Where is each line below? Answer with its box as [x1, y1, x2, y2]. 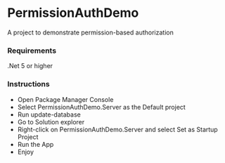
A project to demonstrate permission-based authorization [7, 28, 174, 37]
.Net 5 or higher [7, 62, 53, 70]
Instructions [7, 79, 51, 89]
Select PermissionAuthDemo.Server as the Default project [17, 103, 186, 111]
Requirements [7, 46, 57, 56]
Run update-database [17, 110, 81, 119]
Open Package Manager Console [17, 95, 114, 103]
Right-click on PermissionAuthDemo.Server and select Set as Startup [17, 125, 218, 133]
